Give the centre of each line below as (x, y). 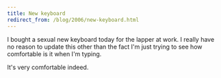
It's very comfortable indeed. (48, 67)
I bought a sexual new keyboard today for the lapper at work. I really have (111, 39)
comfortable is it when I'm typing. (54, 54)
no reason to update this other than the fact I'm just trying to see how (105, 47)
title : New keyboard (37, 13)
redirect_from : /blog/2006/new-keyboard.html (73, 20)
